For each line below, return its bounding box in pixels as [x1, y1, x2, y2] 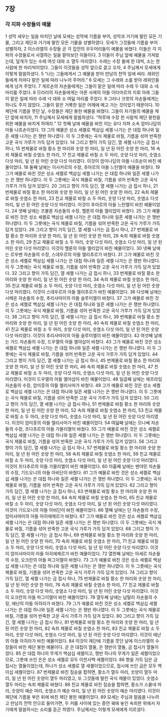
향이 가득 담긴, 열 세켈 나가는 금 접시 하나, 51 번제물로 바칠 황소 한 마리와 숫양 [10, 401, 161, 407]
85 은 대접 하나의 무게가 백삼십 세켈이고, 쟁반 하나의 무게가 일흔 [15, 650, 139, 656]
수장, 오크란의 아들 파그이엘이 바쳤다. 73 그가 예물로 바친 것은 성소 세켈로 [10, 556, 152, 562]
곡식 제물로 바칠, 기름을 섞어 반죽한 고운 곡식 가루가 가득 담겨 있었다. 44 [18, 351, 158, 357]
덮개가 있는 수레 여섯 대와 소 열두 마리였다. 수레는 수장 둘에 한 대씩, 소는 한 [15, 58, 161, 64]
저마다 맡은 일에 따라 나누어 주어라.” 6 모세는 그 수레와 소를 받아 [18, 77, 142, 83]
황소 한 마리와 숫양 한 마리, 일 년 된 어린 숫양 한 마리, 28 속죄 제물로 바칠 [10, 232, 151, 238]
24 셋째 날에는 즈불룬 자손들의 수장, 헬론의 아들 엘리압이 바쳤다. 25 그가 [11, 207, 151, 213]
